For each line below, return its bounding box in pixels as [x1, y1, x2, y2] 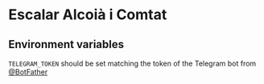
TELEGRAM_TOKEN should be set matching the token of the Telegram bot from [8, 58, 257, 68]
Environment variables [8, 38, 125, 51]
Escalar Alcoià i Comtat [8, 6, 167, 24]
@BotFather [8, 67, 48, 77]
